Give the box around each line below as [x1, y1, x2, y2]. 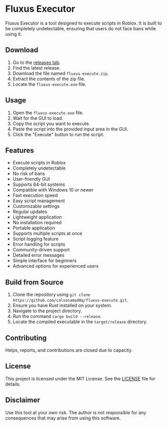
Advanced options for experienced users [12, 263, 99, 269]
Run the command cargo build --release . [12, 313, 102, 319]
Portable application [12, 225, 55, 231]
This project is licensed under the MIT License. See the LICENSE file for [5, 375, 156, 381]
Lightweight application [12, 214, 62, 220]
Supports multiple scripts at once [12, 230, 82, 237]
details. [5, 381, 21, 387]
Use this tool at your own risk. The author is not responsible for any [5, 409, 147, 415]
